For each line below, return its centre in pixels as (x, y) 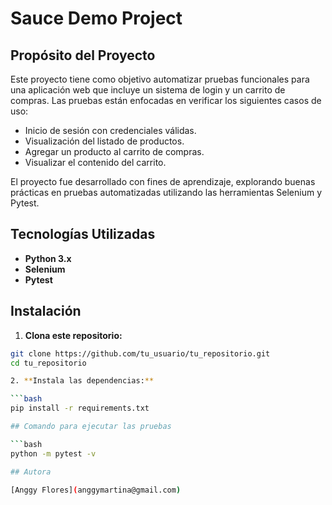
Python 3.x (48, 258)
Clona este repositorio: (73, 335)
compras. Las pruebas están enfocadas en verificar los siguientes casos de (166, 100)
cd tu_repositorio (48, 363)
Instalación (46, 311)
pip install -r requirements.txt (80, 408)
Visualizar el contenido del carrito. (95, 162)
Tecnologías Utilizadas (83, 234)
